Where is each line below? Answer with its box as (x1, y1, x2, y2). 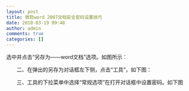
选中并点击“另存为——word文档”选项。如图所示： (6, 54, 128, 60)
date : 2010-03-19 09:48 (6, 20, 66, 26)
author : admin (6, 25, 42, 32)
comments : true (6, 31, 44, 37)
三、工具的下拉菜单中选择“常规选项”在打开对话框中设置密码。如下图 (16, 79, 184, 86)
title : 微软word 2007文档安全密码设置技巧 (6, 14, 103, 20)
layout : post (6, 8, 39, 15)
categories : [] (6, 36, 44, 42)
